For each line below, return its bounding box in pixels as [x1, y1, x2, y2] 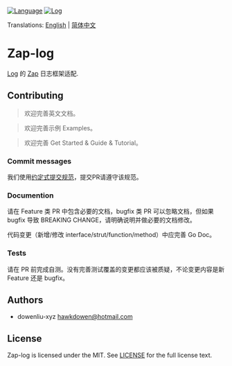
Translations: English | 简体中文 [7, 21, 96, 29]
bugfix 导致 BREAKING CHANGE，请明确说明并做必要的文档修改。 [7, 216, 196, 225]
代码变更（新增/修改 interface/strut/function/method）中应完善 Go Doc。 [7, 231, 216, 239]
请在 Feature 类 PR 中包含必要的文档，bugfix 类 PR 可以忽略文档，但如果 [7, 207, 215, 216]
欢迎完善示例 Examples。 [24, 123, 97, 132]
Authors [7, 295, 44, 306]
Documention [7, 191, 54, 200]
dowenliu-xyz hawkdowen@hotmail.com [17, 313, 133, 321]
